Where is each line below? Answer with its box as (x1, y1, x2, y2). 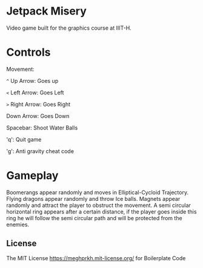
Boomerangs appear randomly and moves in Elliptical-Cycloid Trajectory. (6, 189, 189, 196)
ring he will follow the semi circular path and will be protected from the (6, 214, 183, 221)
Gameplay (6, 169, 59, 183)
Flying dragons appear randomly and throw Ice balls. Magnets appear (6, 195, 181, 202)
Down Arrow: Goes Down (6, 112, 70, 119)
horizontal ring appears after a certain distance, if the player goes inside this (6, 208, 197, 215)
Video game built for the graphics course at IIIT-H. (6, 24, 131, 31)
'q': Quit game (6, 136, 42, 143)
